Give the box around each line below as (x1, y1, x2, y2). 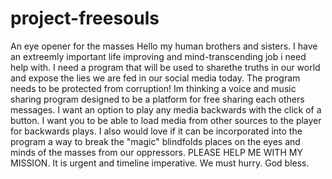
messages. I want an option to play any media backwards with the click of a (10, 103, 322, 116)
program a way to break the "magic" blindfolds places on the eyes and (10, 135, 301, 147)
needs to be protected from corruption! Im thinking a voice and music (10, 82, 297, 94)
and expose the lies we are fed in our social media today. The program (10, 72, 301, 84)
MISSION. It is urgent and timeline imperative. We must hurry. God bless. (10, 157, 310, 169)
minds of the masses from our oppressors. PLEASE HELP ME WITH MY (10, 146, 303, 158)
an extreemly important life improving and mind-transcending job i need (10, 50, 307, 62)
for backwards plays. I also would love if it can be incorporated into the (10, 125, 303, 137)
